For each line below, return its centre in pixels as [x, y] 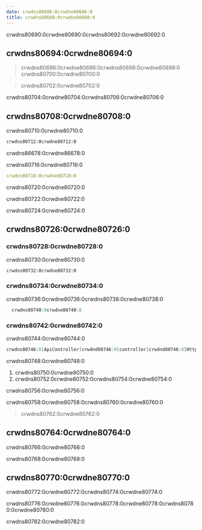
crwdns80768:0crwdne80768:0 [46, 459]
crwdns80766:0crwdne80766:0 [46, 447]
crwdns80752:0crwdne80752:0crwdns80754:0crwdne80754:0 [93, 379]
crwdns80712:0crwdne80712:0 [41, 142]
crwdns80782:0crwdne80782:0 [46, 522]
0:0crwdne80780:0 [30, 510]
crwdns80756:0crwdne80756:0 [46, 390]
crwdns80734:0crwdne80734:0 [55, 286]
